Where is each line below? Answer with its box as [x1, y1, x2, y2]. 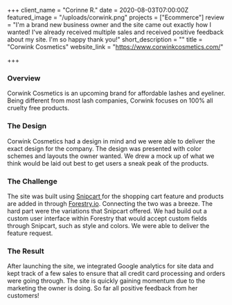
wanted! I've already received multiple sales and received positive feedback [7, 28, 224, 36]
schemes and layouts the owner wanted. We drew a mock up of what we [7, 152, 215, 160]
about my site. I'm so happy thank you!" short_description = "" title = [7, 35, 203, 44]
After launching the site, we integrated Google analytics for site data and [7, 262, 214, 270]
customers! [7, 291, 39, 300]
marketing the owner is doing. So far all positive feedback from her [7, 284, 198, 293]
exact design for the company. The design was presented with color [7, 144, 202, 152]
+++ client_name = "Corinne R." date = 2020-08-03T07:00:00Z [7, 6, 189, 14]
